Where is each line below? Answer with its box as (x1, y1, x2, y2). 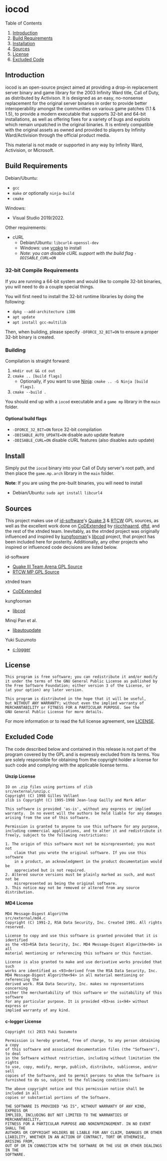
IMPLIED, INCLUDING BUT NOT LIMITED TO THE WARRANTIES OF (5, 1113, 128, 1118)
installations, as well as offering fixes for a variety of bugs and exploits (5, 116, 150, 122)
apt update (12, 315, 35, 320)
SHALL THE (5, 1126, 26, 1131)
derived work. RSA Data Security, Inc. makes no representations (5, 982, 144, 987)
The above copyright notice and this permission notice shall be (5, 1086, 144, 1091)
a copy (5, 1043, 19, 1048)
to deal (5, 1051, 21, 1056)
